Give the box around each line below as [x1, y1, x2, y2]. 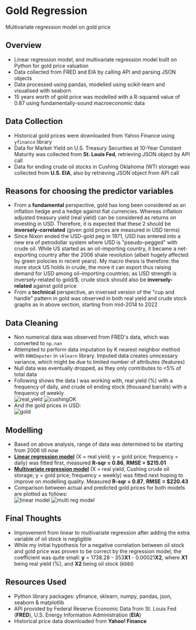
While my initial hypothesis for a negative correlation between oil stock [13, 541, 185, 548]
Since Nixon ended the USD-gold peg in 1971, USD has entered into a [13, 233, 181, 240]
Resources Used [5, 577, 67, 587]
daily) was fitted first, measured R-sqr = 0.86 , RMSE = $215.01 [13, 459, 166, 466]
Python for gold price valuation [13, 62, 89, 69]
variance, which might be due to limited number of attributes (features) [13, 359, 185, 366]
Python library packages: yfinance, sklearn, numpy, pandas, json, [13, 593, 172, 600]
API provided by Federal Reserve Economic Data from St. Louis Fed [13, 605, 177, 612]
